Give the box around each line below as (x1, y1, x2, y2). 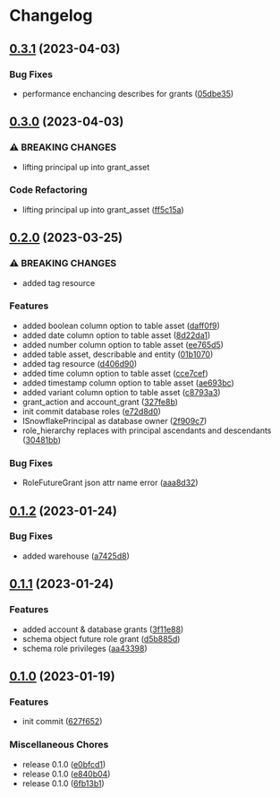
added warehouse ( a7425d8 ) (21, 550, 130, 561)
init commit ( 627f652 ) (21, 716, 103, 727)
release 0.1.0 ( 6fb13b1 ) (21, 777, 105, 789)
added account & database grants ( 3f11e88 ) (21, 624, 184, 635)
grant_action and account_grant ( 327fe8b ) (21, 396, 179, 407)
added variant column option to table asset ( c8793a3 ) (21, 386, 221, 397)
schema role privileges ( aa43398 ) (21, 643, 148, 654)
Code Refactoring (9, 184, 88, 196)
